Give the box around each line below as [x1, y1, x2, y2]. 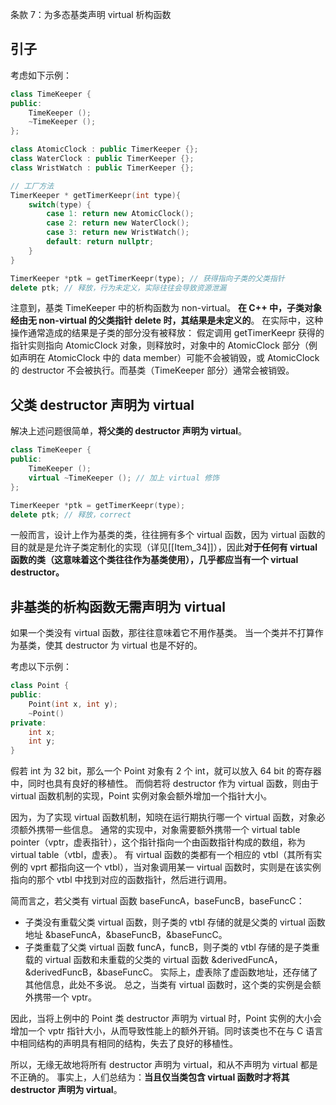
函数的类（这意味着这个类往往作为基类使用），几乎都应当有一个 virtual [10, 554, 299, 566]
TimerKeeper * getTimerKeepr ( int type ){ [10, 190, 182, 200]
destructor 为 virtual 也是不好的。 [64, 639, 203, 652]
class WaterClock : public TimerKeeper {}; [10, 154, 195, 164]
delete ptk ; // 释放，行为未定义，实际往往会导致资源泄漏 [10, 283, 227, 293]
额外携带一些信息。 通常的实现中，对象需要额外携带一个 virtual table [18, 824, 301, 836]
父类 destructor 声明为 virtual [10, 396, 195, 413]
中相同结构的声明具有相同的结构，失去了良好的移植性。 [10, 1038, 238, 1050]
